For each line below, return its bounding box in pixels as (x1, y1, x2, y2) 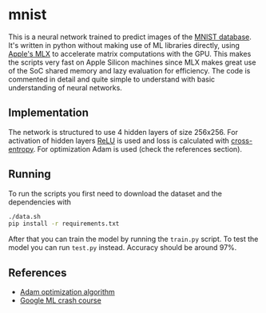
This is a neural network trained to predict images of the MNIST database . (8, 32, 252, 42)
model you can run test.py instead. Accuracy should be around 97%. (8, 243, 237, 252)
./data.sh (8, 212, 42, 220)
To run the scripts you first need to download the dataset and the (8, 188, 222, 198)
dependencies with (8, 197, 72, 207)
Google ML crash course (19, 295, 101, 305)
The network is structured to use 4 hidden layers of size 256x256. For (8, 127, 238, 137)
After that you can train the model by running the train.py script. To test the (8, 234, 259, 244)
